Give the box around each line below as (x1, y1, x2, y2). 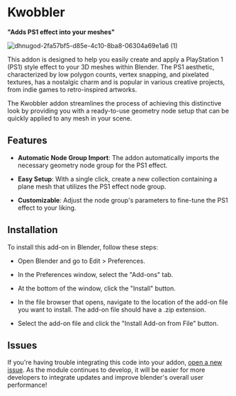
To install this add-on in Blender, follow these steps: (7, 242, 158, 251)
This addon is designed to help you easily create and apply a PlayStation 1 (7, 55, 223, 64)
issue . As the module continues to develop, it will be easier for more (7, 366, 206, 374)
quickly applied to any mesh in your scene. (7, 114, 133, 123)
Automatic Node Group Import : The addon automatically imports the (17, 153, 220, 162)
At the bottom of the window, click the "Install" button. (17, 284, 176, 293)
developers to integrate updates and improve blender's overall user (7, 373, 204, 382)
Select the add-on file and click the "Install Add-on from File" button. (17, 319, 218, 327)
